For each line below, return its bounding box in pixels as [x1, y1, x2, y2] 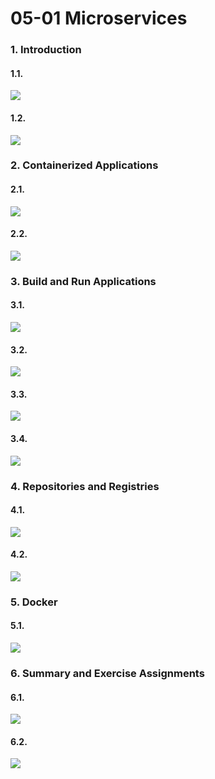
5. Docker [10, 595, 58, 609]
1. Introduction [10, 43, 82, 57]
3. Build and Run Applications [10, 274, 157, 288]
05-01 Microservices [10, 7, 188, 30]
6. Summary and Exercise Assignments [10, 666, 205, 680]
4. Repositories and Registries [10, 479, 160, 493]
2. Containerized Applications [10, 158, 159, 172]
